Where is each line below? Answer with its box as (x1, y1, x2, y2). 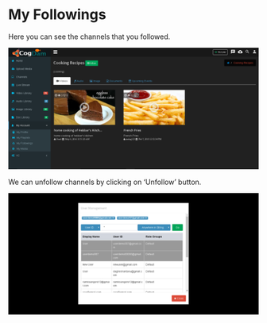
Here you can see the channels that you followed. (8, 32, 171, 41)
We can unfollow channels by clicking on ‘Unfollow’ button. (8, 177, 202, 187)
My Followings (8, 6, 106, 24)
